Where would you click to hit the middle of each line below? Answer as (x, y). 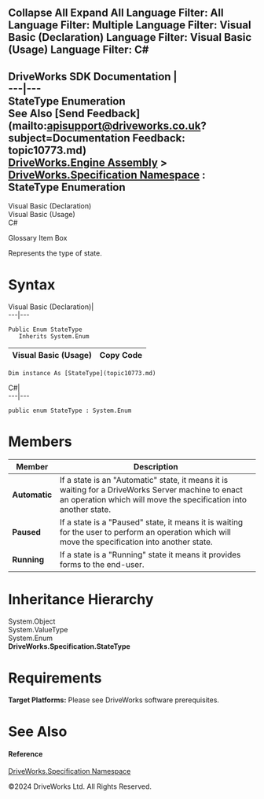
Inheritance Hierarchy (81, 600)
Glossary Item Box (38, 238)
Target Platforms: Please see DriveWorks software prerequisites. (114, 700)
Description (156, 467)
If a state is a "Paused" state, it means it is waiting (151, 522)
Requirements (55, 678)
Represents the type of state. (55, 253)
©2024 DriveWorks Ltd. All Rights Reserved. (80, 786)
